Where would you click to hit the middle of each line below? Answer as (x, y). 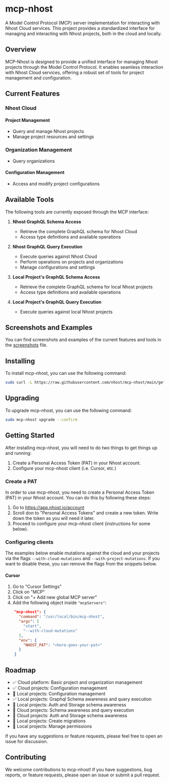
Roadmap (21, 670)
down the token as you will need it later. (53, 518)
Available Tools (30, 200)
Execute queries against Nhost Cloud (58, 256)
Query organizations (34, 161)
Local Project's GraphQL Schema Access (56, 277)
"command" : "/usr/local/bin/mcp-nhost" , (61, 617)
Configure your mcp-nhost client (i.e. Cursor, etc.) (64, 468)
